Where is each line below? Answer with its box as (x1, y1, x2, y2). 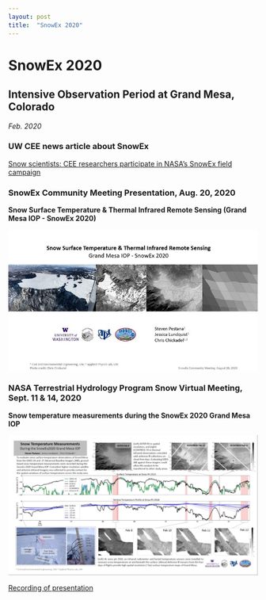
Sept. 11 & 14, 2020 (8, 392, 82, 403)
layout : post (8, 13, 51, 21)
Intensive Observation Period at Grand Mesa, (8, 88, 235, 101)
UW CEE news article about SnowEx (8, 141, 149, 152)
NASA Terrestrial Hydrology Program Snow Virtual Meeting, (8, 383, 243, 394)
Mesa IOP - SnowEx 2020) (8, 214, 97, 224)
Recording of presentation (8, 583, 93, 593)
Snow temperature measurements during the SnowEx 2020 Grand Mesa (8, 411, 251, 420)
